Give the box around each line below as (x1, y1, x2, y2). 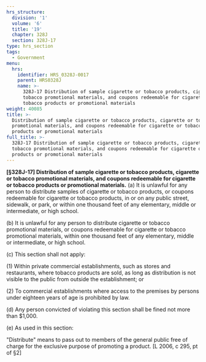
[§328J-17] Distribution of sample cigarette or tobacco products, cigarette (6, 168, 199, 175)
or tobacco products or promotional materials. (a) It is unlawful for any (6, 181, 188, 189)
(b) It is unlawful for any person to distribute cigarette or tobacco (6, 219, 170, 227)
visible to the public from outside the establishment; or (6, 275, 144, 282)
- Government (12, 55, 45, 61)
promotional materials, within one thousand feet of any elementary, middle (6, 232, 194, 239)
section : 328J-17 (12, 37, 56, 43)
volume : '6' (12, 20, 43, 26)
